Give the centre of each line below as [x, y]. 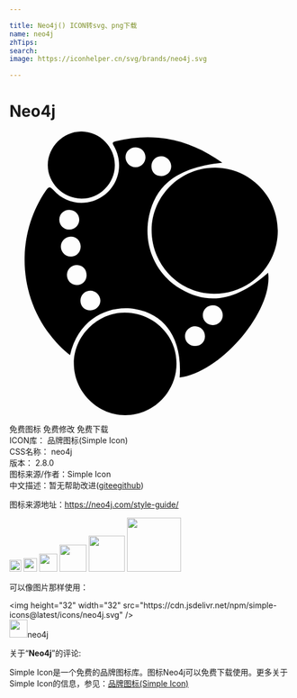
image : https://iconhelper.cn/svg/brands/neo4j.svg [108, 59]
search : [24, 50]
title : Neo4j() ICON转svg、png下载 [73, 25]
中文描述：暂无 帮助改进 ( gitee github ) [76, 485]
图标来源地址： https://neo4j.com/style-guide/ [94, 504]
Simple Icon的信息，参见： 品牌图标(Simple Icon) [99, 684]
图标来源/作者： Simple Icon [60, 475]
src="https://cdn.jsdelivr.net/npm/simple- [200, 605]
